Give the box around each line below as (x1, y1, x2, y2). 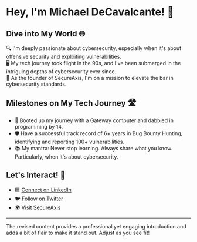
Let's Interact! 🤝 (6, 170, 66, 180)
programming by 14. (14, 123, 63, 130)
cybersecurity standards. (6, 80, 67, 88)
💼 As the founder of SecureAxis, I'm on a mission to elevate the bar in (6, 75, 174, 81)
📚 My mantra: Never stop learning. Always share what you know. (14, 144, 173, 152)
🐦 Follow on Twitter (14, 195, 63, 202)
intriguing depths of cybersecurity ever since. (6, 68, 117, 75)
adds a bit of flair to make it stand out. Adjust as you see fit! (6, 229, 150, 236)
